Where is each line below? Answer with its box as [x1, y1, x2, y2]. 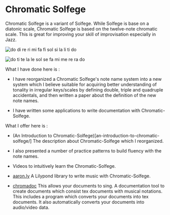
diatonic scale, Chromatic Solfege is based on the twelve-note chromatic [5, 25, 158, 32]
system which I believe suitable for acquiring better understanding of [12, 81, 157, 87]
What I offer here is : [5, 122, 48, 129]
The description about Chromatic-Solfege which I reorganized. [32, 138, 164, 144]
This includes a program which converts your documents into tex [12, 193, 149, 199]
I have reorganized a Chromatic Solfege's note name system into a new [12, 76, 162, 82]
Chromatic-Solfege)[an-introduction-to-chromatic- [53, 132, 160, 138]
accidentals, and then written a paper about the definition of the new [12, 92, 156, 98]
